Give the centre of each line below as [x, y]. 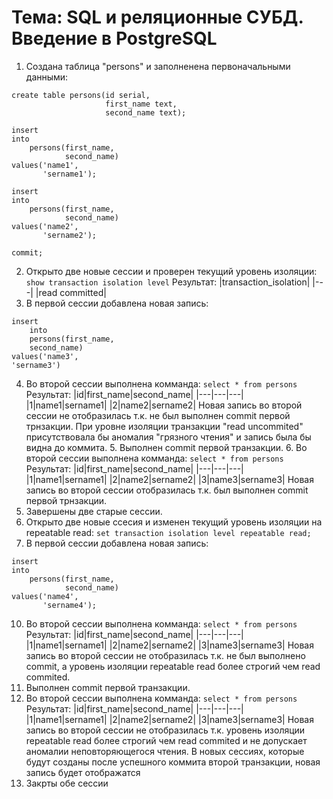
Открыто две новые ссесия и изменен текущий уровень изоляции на [174, 522]
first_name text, [141, 104]
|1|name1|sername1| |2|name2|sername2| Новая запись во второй [164, 405]
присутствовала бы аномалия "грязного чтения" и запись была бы [168, 437]
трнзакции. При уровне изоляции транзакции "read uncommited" [164, 426]
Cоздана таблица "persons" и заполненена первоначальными [158, 66]
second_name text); [146, 112]
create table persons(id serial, [81, 95]
